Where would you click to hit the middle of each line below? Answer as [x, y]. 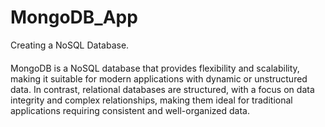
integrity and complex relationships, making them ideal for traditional [151, 100]
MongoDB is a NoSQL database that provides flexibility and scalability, [155, 68]
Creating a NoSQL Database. [70, 45]
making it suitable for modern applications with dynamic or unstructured [159, 78]
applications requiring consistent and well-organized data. [130, 110]
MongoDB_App [74, 17]
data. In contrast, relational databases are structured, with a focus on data [162, 89]
